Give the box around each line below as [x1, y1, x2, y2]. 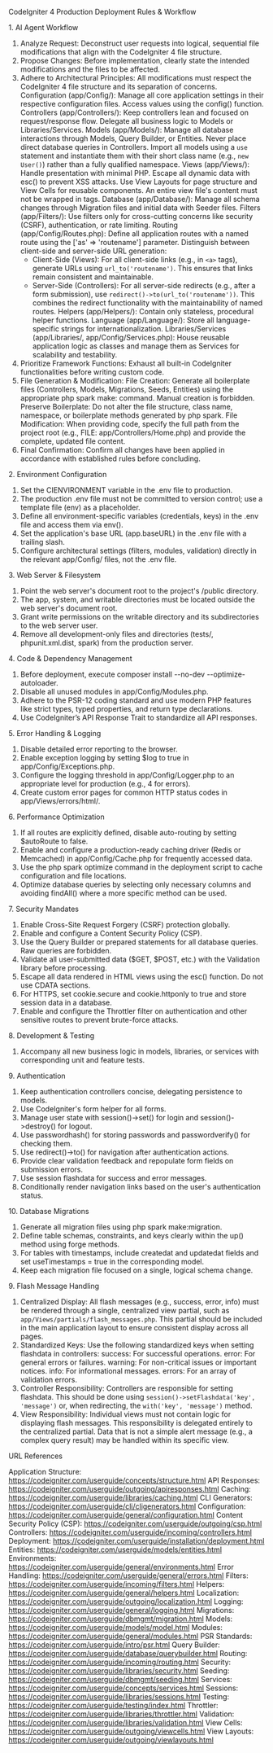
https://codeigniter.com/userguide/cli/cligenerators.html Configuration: [8, 1501, 246, 1511]
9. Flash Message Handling [8, 1282, 100, 1291]
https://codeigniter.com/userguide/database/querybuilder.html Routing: [8, 1649, 248, 1658]
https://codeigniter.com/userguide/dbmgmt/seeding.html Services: [8, 1675, 233, 1684]
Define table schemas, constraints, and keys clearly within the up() [19, 1231, 244, 1240]
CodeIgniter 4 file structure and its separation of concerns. [19, 81, 218, 91]
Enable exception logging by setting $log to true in [19, 753, 189, 762]
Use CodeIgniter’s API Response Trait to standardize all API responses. [19, 712, 258, 722]
